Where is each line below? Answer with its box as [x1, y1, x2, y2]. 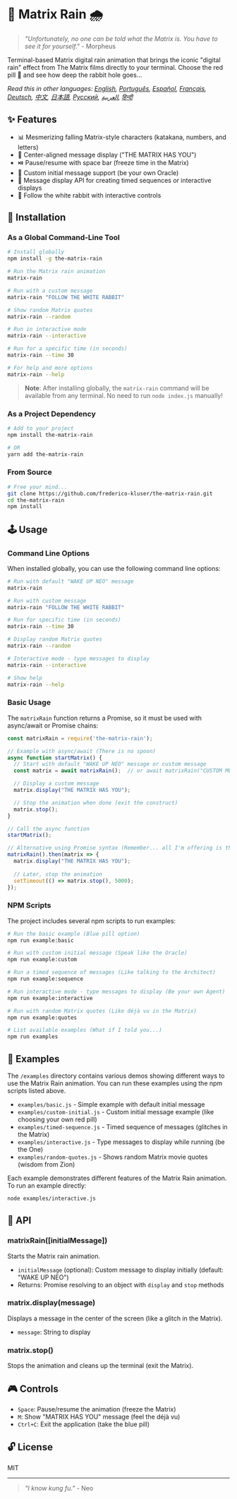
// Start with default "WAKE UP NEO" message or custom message [13, 761, 207, 768]
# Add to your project [7, 425, 74, 432]
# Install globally [7, 248, 65, 255]
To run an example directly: [7, 1181, 87, 1190]
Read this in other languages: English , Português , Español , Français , [7, 84, 207, 92]
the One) [17, 1145, 44, 1153]
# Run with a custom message [7, 287, 93, 294]
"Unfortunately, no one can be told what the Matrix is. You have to [24, 34, 218, 43]
